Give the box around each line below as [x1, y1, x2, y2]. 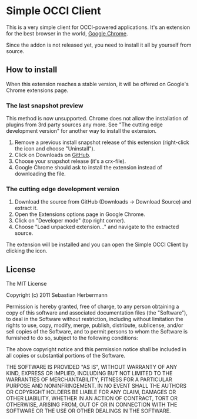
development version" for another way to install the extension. [6, 127, 157, 135]
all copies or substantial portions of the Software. [6, 352, 125, 359]
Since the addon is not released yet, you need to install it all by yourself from [6, 41, 192, 48]
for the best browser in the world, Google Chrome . [6, 30, 128, 37]
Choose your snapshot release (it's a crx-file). [14, 158, 126, 165]
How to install [6, 65, 58, 75]
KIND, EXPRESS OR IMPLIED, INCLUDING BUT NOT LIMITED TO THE [6, 370, 173, 377]
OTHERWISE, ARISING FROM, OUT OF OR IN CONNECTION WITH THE [6, 401, 178, 408]
